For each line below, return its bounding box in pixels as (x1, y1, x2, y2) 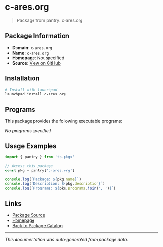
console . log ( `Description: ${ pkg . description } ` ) (5, 181, 105, 186)
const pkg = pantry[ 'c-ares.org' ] (5, 168, 75, 173)
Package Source (12, 212, 45, 218)
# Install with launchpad (5, 87, 57, 92)
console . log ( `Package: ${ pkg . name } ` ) (5, 177, 81, 182)
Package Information (5, 32, 70, 40)
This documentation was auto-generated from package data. (5, 237, 129, 242)
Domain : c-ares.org (12, 44, 52, 50)
